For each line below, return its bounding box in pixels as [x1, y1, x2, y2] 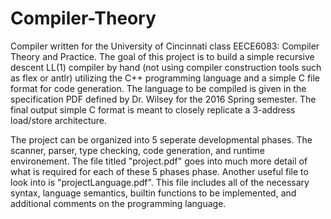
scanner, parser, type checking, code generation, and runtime [10, 144, 265, 156]
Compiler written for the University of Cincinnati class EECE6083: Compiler [10, 40, 320, 52]
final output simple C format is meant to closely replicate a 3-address [10, 103, 296, 116]
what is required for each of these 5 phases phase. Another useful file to [10, 165, 309, 177]
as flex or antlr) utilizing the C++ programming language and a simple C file [10, 72, 321, 84]
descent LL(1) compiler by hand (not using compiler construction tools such [10, 61, 322, 73]
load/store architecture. [10, 114, 108, 126]
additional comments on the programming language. [10, 197, 227, 209]
